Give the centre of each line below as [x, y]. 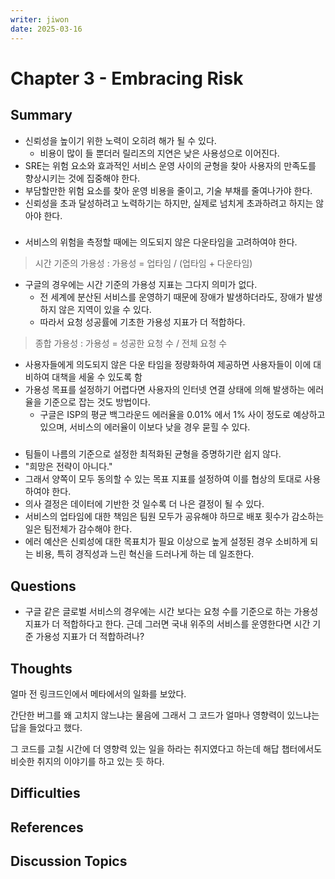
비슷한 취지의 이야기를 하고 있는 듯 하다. [87, 761]
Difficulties [45, 793]
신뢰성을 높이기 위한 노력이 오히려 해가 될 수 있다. [120, 140]
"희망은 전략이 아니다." [68, 467]
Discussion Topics [69, 861]
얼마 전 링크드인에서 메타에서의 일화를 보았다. [98, 693]
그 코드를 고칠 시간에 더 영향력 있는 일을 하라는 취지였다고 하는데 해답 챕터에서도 [166, 748]
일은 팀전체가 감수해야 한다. [78, 529]
